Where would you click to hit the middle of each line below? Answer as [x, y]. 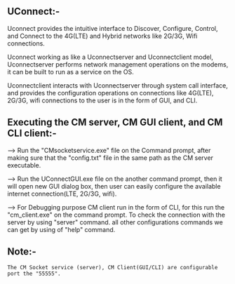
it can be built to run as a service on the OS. [71, 72]
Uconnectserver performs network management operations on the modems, [118, 64]
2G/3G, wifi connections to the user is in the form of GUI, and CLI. [102, 100]
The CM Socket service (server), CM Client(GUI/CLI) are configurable [113, 268]
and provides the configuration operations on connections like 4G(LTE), [110, 93]
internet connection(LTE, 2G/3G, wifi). [62, 194]
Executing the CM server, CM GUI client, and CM [115, 122]
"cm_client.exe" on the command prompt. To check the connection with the [116, 215]
